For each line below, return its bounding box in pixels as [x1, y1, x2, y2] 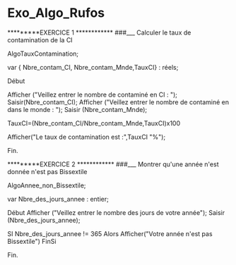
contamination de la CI [7, 35, 73, 44]
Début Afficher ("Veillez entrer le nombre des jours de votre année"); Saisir [7, 208, 225, 216]
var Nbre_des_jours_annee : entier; [7, 195, 110, 203]
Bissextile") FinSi [7, 237, 57, 245]
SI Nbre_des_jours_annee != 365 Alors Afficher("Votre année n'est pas [7, 229, 213, 238]
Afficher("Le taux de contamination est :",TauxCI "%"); [7, 132, 166, 141]
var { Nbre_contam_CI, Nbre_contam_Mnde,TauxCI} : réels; [7, 63, 179, 71]
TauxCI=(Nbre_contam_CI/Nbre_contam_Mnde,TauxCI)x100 [7, 118, 181, 128]
